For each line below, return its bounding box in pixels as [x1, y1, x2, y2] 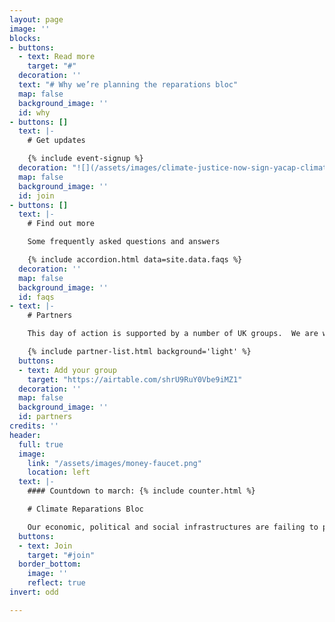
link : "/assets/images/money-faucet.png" [27, 458, 202, 468]
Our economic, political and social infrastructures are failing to [27, 522, 319, 532]
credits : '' [9, 421, 59, 431]
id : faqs [18, 292, 55, 302]
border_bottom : [18, 559, 82, 570]
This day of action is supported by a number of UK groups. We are [27, 329, 319, 339]
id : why [18, 107, 51, 118]
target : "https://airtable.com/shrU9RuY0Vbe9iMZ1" [27, 374, 243, 385]
